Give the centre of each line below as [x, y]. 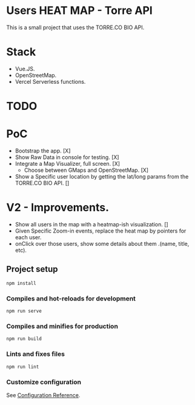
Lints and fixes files [36, 354]
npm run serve [24, 311]
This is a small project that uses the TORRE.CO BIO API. [75, 27]
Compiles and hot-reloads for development [71, 298]
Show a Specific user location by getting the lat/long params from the [102, 176]
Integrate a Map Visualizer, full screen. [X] [67, 164]
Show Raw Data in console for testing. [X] [67, 157]
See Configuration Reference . [43, 395]
